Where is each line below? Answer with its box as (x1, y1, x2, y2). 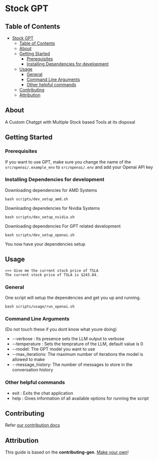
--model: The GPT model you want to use (12, 346, 95, 352)
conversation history (12, 367, 53, 373)
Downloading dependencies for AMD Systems (5, 187, 97, 193)
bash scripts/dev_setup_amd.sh (5, 197, 68, 202)
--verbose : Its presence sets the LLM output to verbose (12, 336, 125, 342)
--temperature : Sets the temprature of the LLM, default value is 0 (12, 341, 143, 347)
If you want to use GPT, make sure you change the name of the (5, 159, 131, 165)
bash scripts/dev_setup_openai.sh (5, 232, 75, 238)
